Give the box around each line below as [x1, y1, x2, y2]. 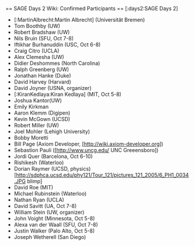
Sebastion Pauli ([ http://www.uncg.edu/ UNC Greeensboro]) [13, 147, 159, 154]
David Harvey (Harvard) [13, 78, 71, 85]
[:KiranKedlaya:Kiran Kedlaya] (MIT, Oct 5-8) [13, 91, 122, 98]
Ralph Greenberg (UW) [13, 66, 69, 72]
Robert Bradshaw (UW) [13, 29, 70, 36]
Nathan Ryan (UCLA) [13, 196, 65, 203]
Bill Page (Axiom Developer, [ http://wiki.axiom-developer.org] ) [13, 140, 164, 147]
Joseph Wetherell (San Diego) [13, 234, 86, 240]
